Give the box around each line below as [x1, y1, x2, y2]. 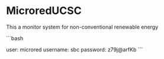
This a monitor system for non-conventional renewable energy [6, 23, 159, 30]
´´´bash [6, 34, 24, 41]
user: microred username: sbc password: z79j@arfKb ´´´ [6, 46, 143, 53]
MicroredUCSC [6, 4, 82, 18]
